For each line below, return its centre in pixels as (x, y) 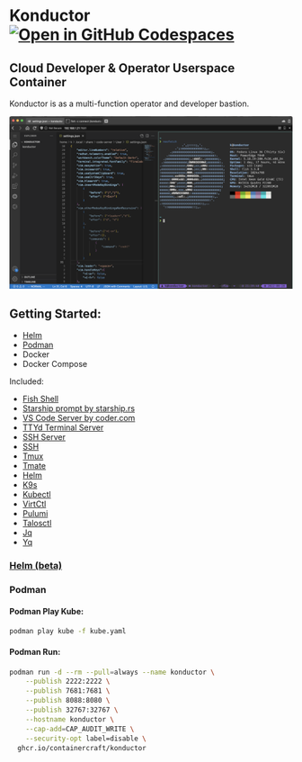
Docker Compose (55, 364)
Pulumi (35, 514)
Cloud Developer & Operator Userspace (122, 68)
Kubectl (36, 495)
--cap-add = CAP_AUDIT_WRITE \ (80, 729)
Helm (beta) (36, 566)
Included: (27, 381)
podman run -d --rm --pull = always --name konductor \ (112, 672)
